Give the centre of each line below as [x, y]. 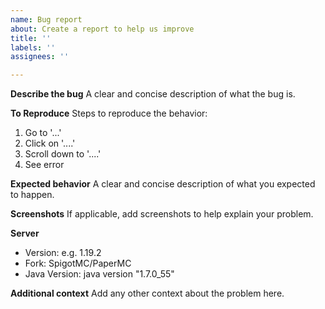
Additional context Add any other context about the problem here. [147, 293]
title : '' [31, 38]
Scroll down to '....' [63, 154]
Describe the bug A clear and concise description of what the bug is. [153, 94]
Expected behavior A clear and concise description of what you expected [163, 184]
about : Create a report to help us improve [102, 29]
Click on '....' [50, 143]
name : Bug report [46, 19]
